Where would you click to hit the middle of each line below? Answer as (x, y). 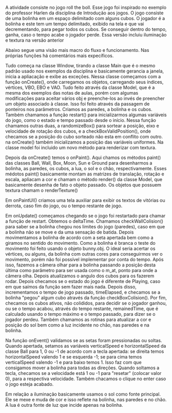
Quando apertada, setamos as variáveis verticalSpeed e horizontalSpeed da (86, 346)
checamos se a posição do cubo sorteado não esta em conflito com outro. (84, 137)
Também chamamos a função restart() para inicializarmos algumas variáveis (86, 115)
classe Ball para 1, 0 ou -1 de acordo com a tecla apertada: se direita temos (85, 351)
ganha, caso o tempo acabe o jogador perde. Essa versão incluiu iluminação (86, 35)
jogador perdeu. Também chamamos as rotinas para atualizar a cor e (78, 319)
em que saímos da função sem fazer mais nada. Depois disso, (71, 287)
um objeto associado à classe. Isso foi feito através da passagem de (78, 104)
